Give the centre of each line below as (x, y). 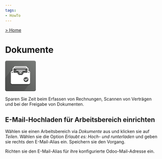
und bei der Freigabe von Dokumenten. (45, 104)
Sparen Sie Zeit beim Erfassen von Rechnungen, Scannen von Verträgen (79, 99)
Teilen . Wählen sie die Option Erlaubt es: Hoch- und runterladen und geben (81, 136)
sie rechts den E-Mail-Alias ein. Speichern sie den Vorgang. (65, 142)
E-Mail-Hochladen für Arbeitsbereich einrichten (80, 120)
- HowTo (13, 15)
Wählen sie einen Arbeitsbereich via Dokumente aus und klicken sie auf (77, 132)
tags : (11, 10)
